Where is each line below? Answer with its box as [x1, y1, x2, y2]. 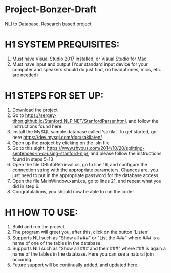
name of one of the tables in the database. [12, 240, 102, 246]
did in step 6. [12, 183, 40, 189]
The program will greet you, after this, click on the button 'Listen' [12, 229, 149, 235]
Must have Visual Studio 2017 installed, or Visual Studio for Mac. [12, 55, 148, 62]
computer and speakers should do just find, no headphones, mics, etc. [12, 66, 162, 72]
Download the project [12, 107, 58, 113]
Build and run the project [12, 223, 65, 229]
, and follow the [125, 118, 159, 124]
